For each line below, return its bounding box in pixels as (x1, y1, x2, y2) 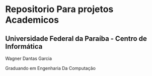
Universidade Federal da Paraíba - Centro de (5, 34, 147, 43)
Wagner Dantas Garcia (5, 55, 52, 61)
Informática (5, 42, 43, 51)
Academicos (5, 14, 59, 26)
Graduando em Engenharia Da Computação (5, 65, 96, 71)
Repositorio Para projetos (5, 4, 114, 15)
